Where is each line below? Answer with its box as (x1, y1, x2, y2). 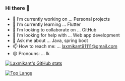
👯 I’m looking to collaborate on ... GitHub (12, 27, 97, 33)
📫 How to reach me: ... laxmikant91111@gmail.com (12, 43, 117, 50)
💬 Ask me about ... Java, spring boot (12, 37, 88, 44)
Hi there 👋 (5, 5, 30, 12)
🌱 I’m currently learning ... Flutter (12, 21, 81, 27)
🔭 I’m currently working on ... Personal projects (12, 16, 110, 22)
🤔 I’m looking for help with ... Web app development (12, 32, 120, 38)
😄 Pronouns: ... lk (12, 51, 50, 57)
